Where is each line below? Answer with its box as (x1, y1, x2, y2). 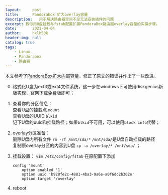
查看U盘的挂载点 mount (12, 107, 59, 113)
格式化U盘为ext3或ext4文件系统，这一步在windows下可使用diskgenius (12, 84, 159, 90)
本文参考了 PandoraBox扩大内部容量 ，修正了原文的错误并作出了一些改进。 (5, 73, 158, 79)
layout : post (5, 7, 42, 13)
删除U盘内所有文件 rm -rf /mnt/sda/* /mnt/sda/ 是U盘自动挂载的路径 (12, 136, 155, 142)
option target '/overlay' (22, 176, 76, 181)
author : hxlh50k (5, 31, 49, 36)
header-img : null (5, 36, 42, 41)
